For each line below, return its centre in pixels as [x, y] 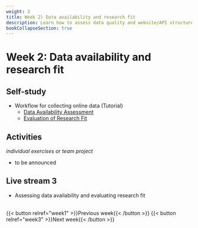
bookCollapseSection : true [39, 28]
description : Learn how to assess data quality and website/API [87, 22]
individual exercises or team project [49, 151]
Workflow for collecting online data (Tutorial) [69, 106]
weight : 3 [18, 12]
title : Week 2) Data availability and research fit [71, 17]
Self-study [26, 91]
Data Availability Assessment [59, 112]
